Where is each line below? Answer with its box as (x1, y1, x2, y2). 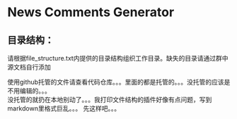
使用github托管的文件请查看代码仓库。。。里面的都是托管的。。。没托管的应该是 (7, 78, 231, 86)
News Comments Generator (7, 4, 175, 20)
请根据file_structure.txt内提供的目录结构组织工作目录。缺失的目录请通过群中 (7, 54, 229, 62)
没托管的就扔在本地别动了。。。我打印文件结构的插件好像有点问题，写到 (7, 96, 212, 104)
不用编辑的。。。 (7, 87, 51, 95)
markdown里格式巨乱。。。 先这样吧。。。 (7, 104, 121, 113)
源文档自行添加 (7, 63, 51, 71)
